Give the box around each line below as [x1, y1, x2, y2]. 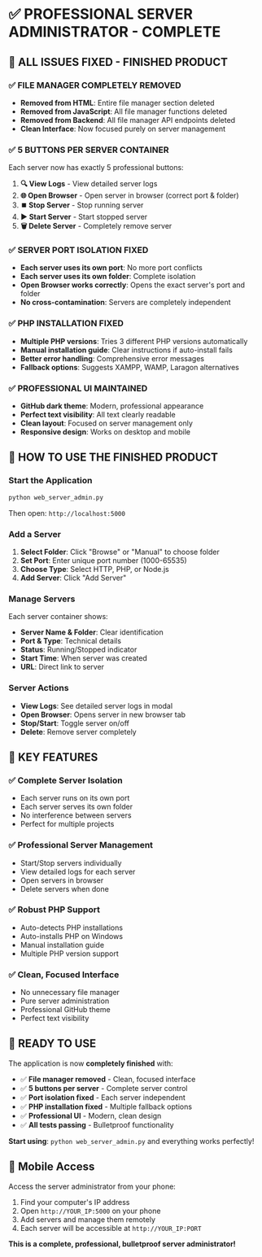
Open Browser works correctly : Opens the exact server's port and [20, 280, 246, 290]
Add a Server [8, 528, 62, 539]
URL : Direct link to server [20, 662, 104, 672]
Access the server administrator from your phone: [8, 1181, 177, 1191]
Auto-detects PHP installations [20, 923, 124, 932]
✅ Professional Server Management [8, 840, 153, 851]
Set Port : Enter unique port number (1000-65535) [20, 555, 187, 565]
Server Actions [8, 683, 69, 694]
